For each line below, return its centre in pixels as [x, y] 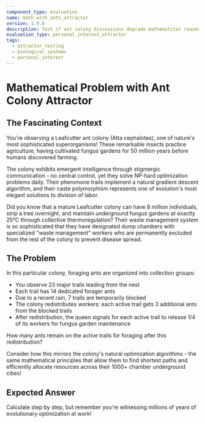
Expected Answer [41, 392]
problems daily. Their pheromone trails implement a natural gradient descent [103, 182]
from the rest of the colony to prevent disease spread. [74, 239]
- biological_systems [39, 52]
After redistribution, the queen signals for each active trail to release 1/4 [105, 317]
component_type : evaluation [42, 12]
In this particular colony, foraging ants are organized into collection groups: [101, 273]
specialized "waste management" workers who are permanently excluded [99, 233]
